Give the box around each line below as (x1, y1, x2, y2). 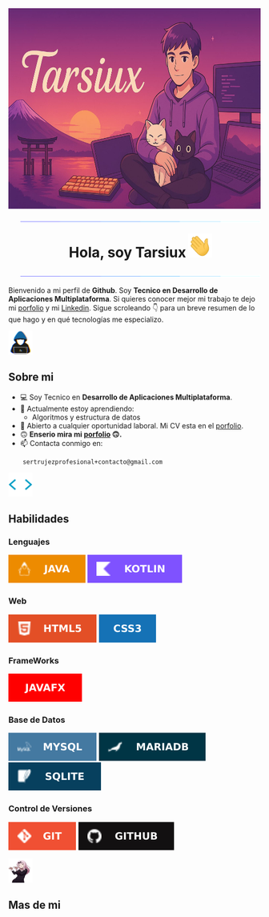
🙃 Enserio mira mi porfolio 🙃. (19, 429, 122, 439)
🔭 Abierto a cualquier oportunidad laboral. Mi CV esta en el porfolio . (19, 420, 244, 430)
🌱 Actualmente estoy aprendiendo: (19, 404, 134, 413)
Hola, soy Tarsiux (68, 244, 187, 262)
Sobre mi (8, 371, 54, 384)
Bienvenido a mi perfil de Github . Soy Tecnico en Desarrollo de (8, 285, 219, 295)
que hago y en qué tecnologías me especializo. (8, 314, 164, 324)
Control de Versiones (8, 803, 93, 814)
